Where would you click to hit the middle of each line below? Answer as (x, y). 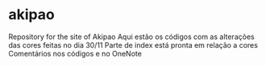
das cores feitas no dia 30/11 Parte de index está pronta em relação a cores (133, 45)
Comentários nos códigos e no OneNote (75, 53)
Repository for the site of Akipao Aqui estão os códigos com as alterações (132, 37)
